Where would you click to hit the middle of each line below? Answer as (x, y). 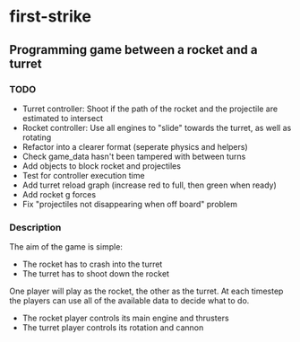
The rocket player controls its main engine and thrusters (126, 318)
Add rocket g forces (59, 194)
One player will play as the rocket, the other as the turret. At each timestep (146, 291)
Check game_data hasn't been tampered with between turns (134, 156)
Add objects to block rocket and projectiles (102, 166)
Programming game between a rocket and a (133, 50)
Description (35, 227)
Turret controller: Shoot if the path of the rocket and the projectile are (150, 109)
